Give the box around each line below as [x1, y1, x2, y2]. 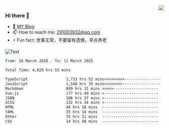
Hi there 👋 [5, 12, 30, 19]
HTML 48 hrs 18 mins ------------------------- [5, 105, 158, 110]
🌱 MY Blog [12, 24, 35, 30]
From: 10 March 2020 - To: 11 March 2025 [5, 58, 94, 63]
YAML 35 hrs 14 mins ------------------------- [5, 109, 158, 115]
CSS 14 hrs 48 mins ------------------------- [5, 118, 158, 124]
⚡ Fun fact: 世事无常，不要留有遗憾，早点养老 [12, 37, 107, 43]
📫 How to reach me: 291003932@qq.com [12, 29, 101, 35]
